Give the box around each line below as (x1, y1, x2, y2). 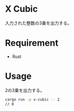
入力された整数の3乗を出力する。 (5, 20, 72, 26)
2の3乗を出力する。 (5, 87, 45, 93)
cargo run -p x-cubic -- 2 (5, 97, 60, 102)
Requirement (5, 37, 58, 49)
